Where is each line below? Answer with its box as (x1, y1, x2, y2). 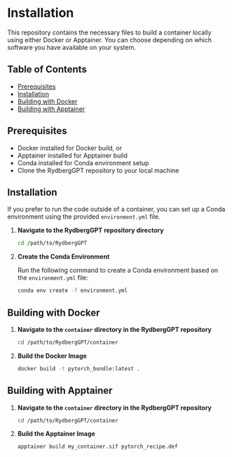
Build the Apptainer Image (17, 430, 96, 438)
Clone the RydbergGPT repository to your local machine (17, 166, 179, 174)
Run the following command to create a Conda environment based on (17, 266, 219, 275)
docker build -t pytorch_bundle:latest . (17, 365, 141, 372)
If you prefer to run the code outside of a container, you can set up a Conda (7, 205, 226, 214)
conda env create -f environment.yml (17, 287, 128, 295)
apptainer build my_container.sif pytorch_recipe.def (17, 443, 178, 451)
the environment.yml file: (17, 273, 89, 282)
